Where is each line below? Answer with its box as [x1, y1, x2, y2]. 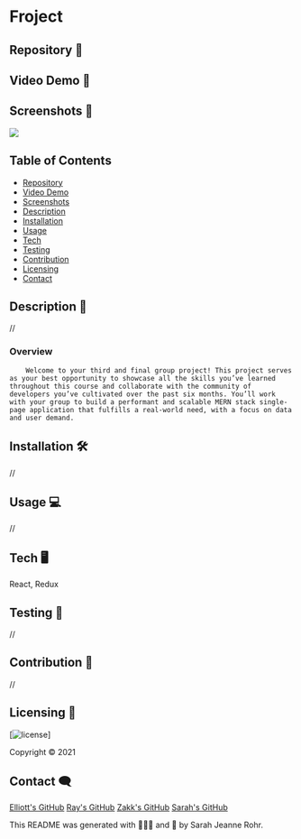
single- [259, 397, 288, 407]
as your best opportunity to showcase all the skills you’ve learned [9, 373, 277, 383]
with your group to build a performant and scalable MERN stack [9, 397, 256, 407]
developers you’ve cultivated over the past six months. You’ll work [9, 390, 277, 399]
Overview [9, 346, 53, 358]
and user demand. [9, 413, 75, 422]
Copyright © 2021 [9, 746, 77, 757]
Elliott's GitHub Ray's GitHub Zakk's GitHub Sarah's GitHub [9, 802, 228, 813]
